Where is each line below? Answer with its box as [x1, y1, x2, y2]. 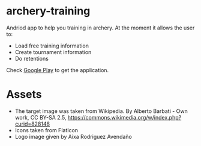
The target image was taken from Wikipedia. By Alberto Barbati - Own [14, 107, 188, 115]
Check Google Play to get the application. [6, 66, 109, 73]
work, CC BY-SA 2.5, [14, 114, 67, 121]
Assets [6, 88, 42, 102]
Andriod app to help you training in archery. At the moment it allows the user [6, 24, 195, 31]
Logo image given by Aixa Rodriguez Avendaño [14, 133, 132, 140]
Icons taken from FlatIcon [14, 126, 79, 133]
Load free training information [14, 42, 89, 49]
